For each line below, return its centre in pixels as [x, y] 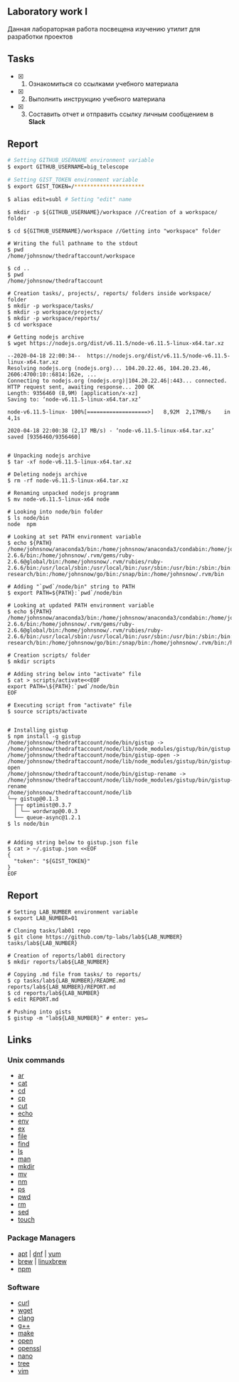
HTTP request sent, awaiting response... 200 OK [81, 387]
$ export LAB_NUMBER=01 [43, 918]
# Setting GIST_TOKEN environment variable [73, 180]
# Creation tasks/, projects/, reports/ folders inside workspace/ [110, 293]
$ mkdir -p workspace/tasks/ [51, 306]
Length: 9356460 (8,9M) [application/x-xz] [73, 393]
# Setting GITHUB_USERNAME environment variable [81, 160]
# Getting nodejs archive [46, 337]
